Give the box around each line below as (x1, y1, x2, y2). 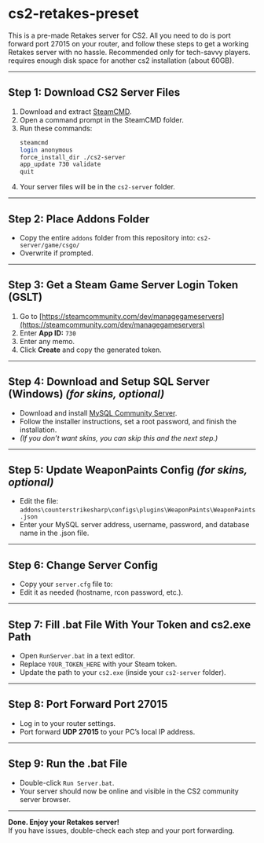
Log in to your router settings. (19, 718, 116, 728)
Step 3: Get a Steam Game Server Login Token (8, 278, 239, 291)
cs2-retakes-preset (8, 5, 139, 23)
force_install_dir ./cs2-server (19, 153, 126, 161)
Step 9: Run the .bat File (8, 757, 128, 771)
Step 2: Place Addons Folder (8, 212, 150, 225)
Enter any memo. (19, 336, 75, 346)
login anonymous (19, 146, 73, 154)
